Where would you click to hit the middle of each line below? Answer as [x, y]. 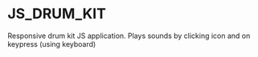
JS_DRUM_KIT [57, 14]
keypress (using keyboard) [52, 44]
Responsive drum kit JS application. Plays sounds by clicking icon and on [129, 36]
